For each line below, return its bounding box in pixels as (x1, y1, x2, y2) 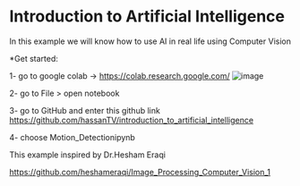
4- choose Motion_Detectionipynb (9, 131, 136, 142)
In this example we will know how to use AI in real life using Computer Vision (9, 36, 291, 46)
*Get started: (9, 53, 58, 63)
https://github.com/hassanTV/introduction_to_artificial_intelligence (9, 114, 253, 125)
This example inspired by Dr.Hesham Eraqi (9, 149, 166, 160)
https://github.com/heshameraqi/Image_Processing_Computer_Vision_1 (9, 166, 271, 177)
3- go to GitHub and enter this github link (9, 105, 161, 115)
